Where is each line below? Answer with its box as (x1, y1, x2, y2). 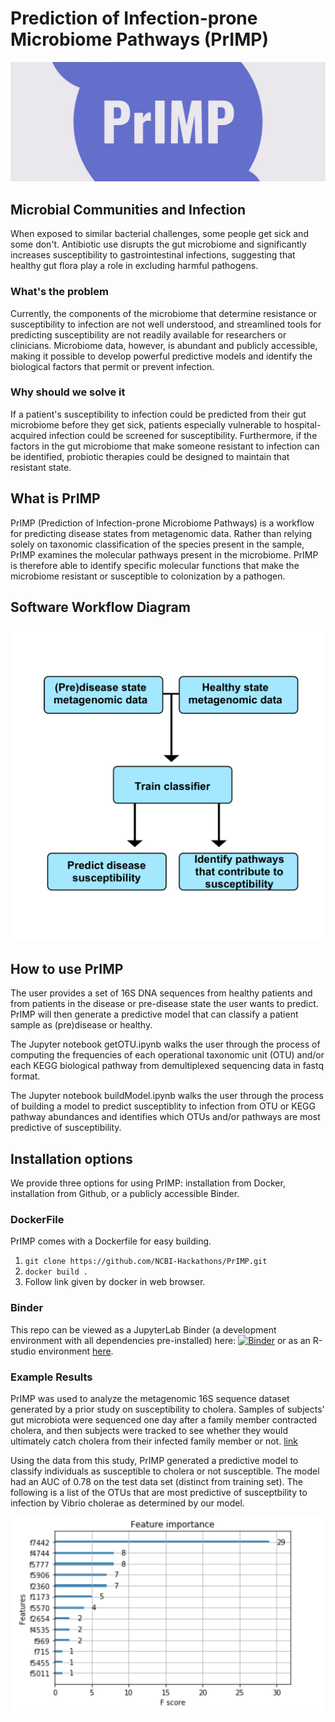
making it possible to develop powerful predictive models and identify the (10, 350, 313, 362)
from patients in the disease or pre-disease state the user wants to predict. (10, 998, 319, 1010)
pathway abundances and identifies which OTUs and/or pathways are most (10, 1111, 321, 1123)
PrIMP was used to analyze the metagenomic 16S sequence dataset (10, 1392, 290, 1404)
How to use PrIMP (10, 960, 124, 977)
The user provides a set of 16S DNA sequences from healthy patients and (10, 987, 313, 999)
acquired (10, 429, 47, 441)
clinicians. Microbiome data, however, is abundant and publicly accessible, (10, 339, 318, 351)
